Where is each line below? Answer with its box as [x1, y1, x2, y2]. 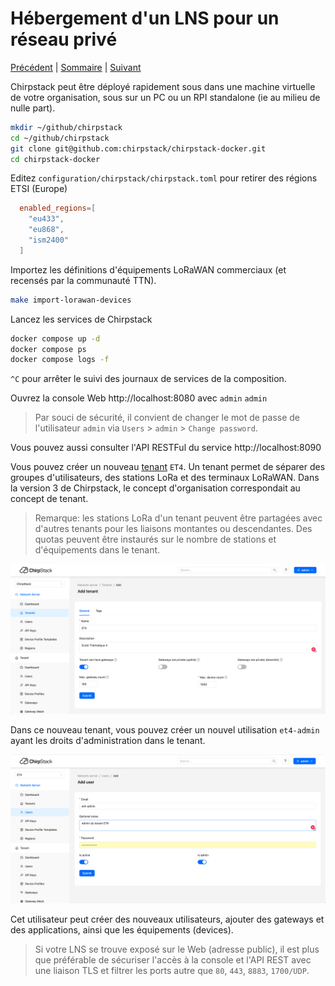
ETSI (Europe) [10, 183, 68, 195]
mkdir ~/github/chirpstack [10, 122, 123, 132]
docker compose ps [10, 344, 87, 354]
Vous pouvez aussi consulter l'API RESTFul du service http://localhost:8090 [10, 442, 322, 454]
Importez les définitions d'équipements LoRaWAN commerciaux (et [10, 263, 287, 276]
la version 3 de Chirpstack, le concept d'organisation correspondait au [10, 482, 301, 494]
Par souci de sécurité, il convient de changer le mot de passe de [34, 412, 301, 424]
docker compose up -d [10, 333, 101, 344]
